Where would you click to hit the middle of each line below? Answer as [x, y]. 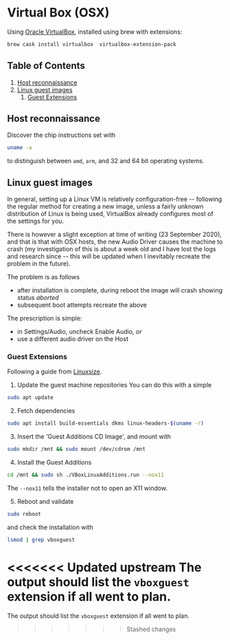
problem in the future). [39, 264]
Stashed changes [151, 629]
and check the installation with [50, 527]
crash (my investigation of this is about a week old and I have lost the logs [112, 249]
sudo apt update [30, 398]
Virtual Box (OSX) [58, 13]
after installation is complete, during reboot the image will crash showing [120, 290]
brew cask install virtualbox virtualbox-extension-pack [92, 44]
